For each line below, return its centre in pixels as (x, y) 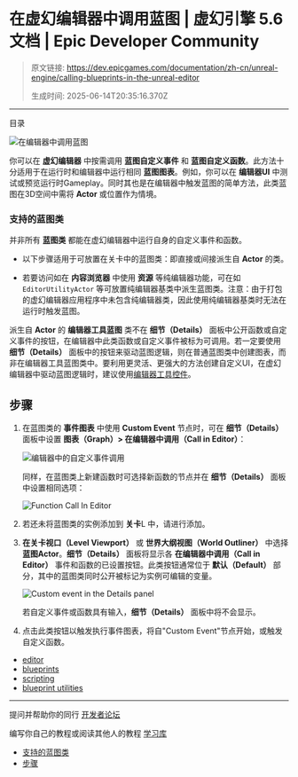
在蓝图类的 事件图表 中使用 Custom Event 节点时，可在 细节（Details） (153, 428)
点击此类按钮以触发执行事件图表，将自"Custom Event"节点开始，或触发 (152, 631)
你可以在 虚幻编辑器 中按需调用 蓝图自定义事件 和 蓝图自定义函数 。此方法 (143, 161)
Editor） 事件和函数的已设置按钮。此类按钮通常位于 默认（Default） (146, 565)
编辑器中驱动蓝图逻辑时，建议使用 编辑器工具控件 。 (102, 374)
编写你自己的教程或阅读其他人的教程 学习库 (88, 734)
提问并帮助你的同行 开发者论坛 (65, 715)
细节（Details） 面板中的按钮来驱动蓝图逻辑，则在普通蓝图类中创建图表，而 (148, 352)
